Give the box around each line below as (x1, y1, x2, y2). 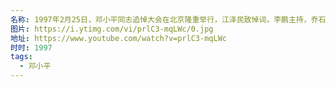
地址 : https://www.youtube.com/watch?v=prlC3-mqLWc (10, 33, 227, 43)
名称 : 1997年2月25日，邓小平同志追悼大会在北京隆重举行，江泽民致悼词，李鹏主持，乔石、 (10, 14, 334, 25)
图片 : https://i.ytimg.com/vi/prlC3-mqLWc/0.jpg (10, 24, 214, 34)
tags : (10, 52, 33, 62)
